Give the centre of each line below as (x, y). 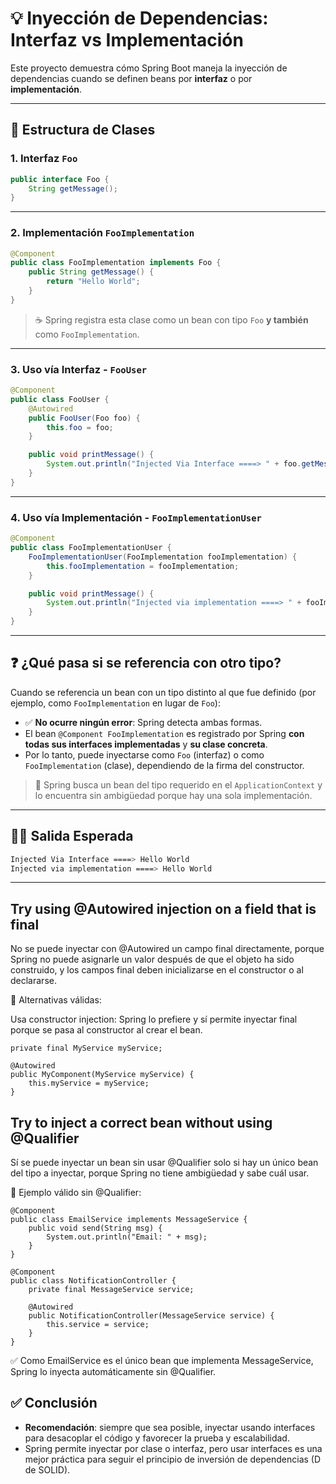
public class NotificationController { (93, 1281)
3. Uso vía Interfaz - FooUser (79, 369)
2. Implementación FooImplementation (102, 233)
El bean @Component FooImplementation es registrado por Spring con (164, 733)
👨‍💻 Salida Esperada (72, 836)
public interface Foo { (60, 179)
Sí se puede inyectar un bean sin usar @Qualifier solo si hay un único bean (164, 1163)
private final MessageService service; (111, 1290)
